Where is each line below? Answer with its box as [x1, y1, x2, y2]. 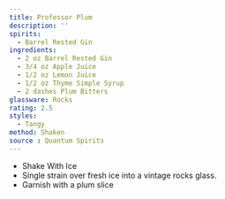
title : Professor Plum [9, 12, 93, 22]
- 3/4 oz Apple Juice [17, 63, 97, 72]
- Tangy [17, 120, 46, 129]
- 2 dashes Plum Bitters [17, 87, 109, 96]
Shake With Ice [21, 160, 78, 171]
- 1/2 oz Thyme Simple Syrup [17, 79, 124, 88]
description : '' [9, 21, 69, 30]
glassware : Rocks [9, 95, 73, 104]
